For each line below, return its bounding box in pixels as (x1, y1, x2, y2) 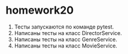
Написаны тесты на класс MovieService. (14, 42, 118, 49)
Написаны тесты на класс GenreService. (14, 36, 118, 43)
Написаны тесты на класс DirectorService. (14, 29, 122, 36)
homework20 (5, 4, 74, 17)
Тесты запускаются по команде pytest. (14, 23, 114, 30)
